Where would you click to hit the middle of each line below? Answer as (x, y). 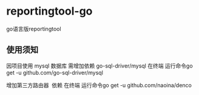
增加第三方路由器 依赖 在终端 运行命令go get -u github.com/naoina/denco (99, 85)
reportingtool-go (49, 11)
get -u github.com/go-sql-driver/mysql (55, 72)
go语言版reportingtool (34, 29)
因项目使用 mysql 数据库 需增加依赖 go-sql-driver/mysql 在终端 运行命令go (99, 66)
